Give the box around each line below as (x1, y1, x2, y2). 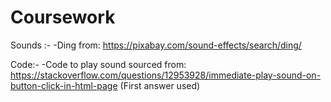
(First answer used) (119, 79, 201, 91)
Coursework (10, 6, 116, 29)
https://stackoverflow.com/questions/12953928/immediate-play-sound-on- (10, 69, 322, 81)
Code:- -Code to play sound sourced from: (10, 58, 187, 70)
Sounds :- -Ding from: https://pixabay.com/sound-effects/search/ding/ (10, 39, 302, 51)
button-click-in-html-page (10, 79, 118, 91)
